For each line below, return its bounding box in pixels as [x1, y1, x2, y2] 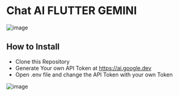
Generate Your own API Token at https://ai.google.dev [15, 64, 152, 72]
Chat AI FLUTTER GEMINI [6, 4, 137, 18]
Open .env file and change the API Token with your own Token [15, 71, 173, 78]
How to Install [6, 42, 60, 52]
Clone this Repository [15, 57, 70, 65]
